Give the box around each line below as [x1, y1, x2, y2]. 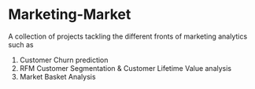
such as [8, 39, 34, 49]
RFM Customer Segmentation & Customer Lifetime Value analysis [19, 63, 232, 72]
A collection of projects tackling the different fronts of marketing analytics [8, 32, 248, 41]
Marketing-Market [8, 6, 131, 24]
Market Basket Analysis [19, 72, 96, 81]
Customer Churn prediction [19, 55, 109, 65]
